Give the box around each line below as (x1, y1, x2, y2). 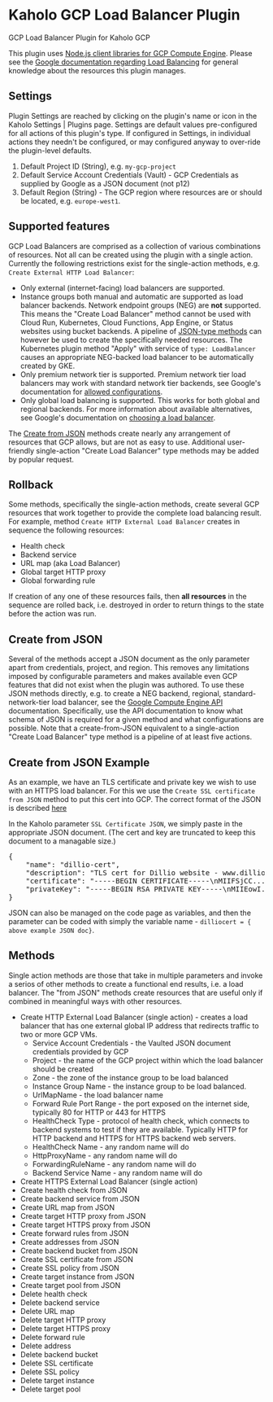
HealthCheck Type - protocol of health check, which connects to (32, 1115, 250, 1125)
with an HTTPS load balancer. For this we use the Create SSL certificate (8, 786, 256, 795)
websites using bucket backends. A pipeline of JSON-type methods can (19, 326, 262, 335)
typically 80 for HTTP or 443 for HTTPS (32, 1107, 167, 1117)
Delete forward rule (19, 1332, 85, 1342)
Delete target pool (19, 1384, 81, 1394)
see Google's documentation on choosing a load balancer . (19, 413, 216, 423)
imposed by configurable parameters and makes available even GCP (8, 672, 238, 681)
